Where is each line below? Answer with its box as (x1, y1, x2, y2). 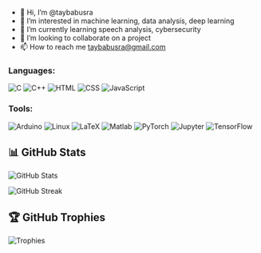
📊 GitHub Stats (8, 145, 86, 159)
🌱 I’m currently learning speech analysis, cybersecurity (19, 25, 201, 34)
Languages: (8, 65, 56, 76)
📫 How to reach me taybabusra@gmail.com (19, 42, 166, 51)
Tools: (8, 103, 34, 114)
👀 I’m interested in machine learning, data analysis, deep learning (19, 16, 235, 26)
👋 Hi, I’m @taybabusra (19, 8, 93, 17)
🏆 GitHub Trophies (8, 211, 106, 224)
